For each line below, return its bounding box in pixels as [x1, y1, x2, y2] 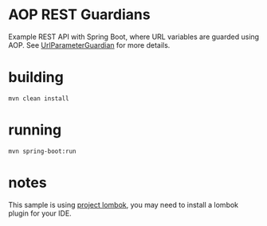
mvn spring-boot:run [8, 147, 77, 155]
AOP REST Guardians [8, 6, 151, 24]
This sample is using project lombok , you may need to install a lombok [8, 200, 239, 209]
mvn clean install [8, 94, 69, 103]
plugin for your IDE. [8, 208, 72, 218]
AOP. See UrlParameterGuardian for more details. [8, 40, 171, 49]
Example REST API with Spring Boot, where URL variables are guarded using [8, 32, 260, 41]
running [8, 121, 62, 139]
